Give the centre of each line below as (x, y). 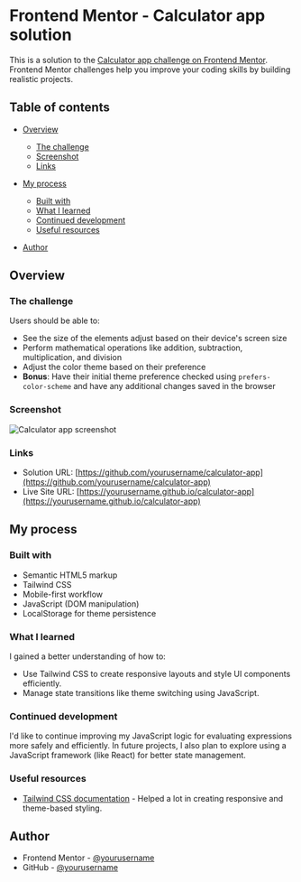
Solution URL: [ (50, 473)
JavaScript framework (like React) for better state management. (128, 756)
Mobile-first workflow (63, 594)
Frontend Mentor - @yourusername (88, 858)
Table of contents (59, 108)
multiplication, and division (72, 357)
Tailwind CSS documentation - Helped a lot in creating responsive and (153, 798)
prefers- (255, 377)
